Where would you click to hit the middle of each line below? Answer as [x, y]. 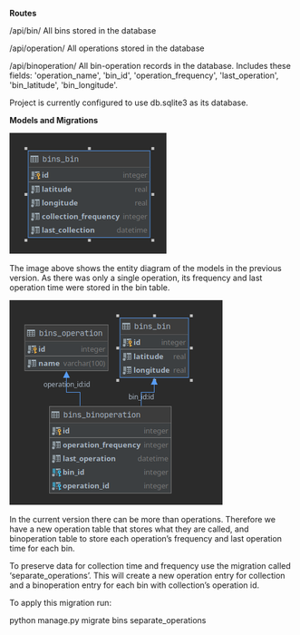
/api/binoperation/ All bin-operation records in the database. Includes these [150, 66]
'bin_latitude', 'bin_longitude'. [63, 85]
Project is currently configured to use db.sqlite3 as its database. [129, 103]
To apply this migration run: [60, 603]
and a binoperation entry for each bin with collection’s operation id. [135, 585]
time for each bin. [42, 548]
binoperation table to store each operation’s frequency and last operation [146, 538]
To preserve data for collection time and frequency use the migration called [150, 566]
